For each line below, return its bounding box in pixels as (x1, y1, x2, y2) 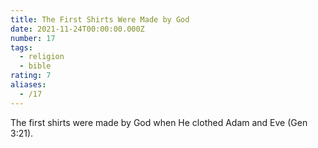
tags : (10, 42, 33, 53)
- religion (19, 52, 65, 62)
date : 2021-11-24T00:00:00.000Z (10, 24, 145, 34)
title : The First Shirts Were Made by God (10, 14, 190, 25)
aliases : (10, 80, 47, 90)
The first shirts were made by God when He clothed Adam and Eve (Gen (10, 116, 308, 128)
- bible (19, 61, 52, 71)
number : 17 (10, 33, 56, 43)
